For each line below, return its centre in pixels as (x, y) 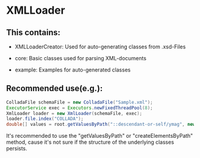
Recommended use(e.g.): (54, 89)
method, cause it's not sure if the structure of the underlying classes (90, 142)
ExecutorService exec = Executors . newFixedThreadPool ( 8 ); (79, 108)
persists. (17, 148)
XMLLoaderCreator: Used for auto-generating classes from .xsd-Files (100, 47)
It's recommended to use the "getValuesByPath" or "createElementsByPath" (100, 136)
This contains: (33, 32)
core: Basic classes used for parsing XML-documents (81, 58)
